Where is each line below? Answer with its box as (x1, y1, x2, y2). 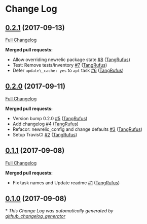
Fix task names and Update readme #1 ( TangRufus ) (12, 179, 120, 186)
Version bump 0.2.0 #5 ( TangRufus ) (12, 115, 88, 121)
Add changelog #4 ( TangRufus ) (12, 121, 79, 127)
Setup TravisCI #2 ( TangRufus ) (12, 131, 78, 137)
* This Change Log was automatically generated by (5, 208, 114, 214)
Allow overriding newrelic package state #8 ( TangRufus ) (12, 57, 131, 63)
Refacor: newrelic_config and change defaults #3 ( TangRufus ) (12, 126, 143, 132)
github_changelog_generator (5, 213, 66, 219)
